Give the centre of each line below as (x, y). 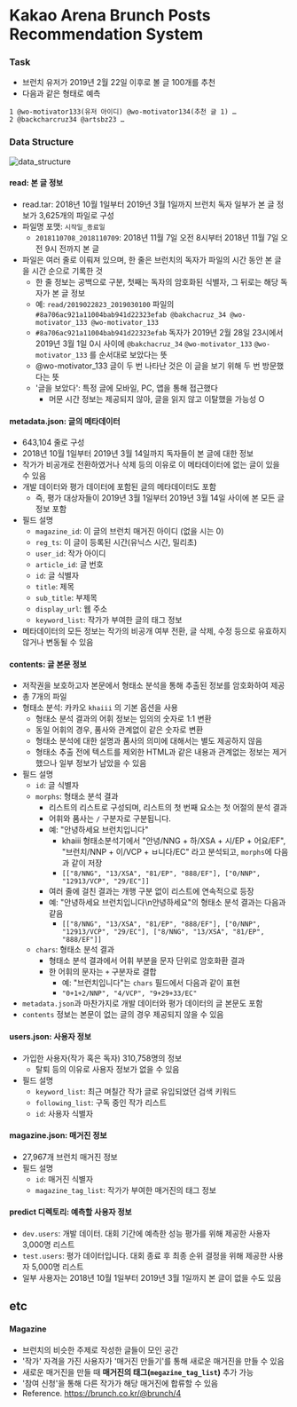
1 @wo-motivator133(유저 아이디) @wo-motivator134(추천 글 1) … (123, 112)
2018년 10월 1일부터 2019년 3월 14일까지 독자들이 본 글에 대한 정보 (138, 454)
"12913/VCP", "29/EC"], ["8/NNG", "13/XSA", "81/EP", (163, 932)
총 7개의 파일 (44, 697)
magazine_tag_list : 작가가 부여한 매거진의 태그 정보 (126, 1190)
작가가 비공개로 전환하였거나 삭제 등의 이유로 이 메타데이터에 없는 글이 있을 (151, 465)
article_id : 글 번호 (69, 565)
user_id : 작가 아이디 (70, 553)
